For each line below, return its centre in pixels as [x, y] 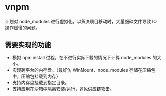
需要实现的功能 [28, 45]
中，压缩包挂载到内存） [36, 76]
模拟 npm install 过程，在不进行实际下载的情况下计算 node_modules [82, 57]
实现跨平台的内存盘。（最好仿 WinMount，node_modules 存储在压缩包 [84, 70]
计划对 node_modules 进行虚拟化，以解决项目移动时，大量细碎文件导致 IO [81, 21]
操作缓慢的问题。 [23, 27]
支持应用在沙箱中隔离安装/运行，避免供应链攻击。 [63, 89]
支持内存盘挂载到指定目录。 [41, 82]
